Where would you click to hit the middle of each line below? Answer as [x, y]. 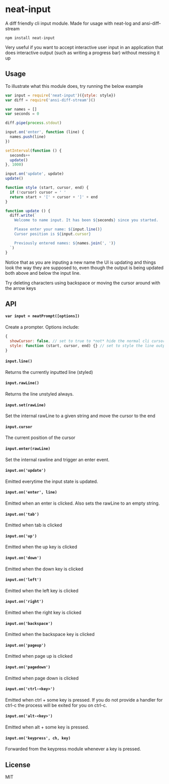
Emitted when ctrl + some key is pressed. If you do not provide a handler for [84, 700]
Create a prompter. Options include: [42, 327]
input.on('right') [24, 602]
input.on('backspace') [29, 623]
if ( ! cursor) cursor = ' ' [38, 192]
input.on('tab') [22, 514]
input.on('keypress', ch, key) [38, 738]
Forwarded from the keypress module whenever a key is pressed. [73, 749]
